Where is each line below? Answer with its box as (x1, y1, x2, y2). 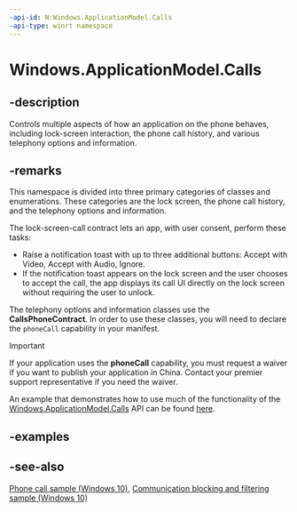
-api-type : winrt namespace (9, 21, 113, 30)
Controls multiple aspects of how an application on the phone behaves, (9, 118, 270, 129)
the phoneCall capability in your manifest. (9, 324, 160, 334)
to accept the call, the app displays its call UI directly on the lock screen (21, 277, 285, 289)
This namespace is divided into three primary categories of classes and (9, 187, 270, 197)
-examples (9, 428, 70, 444)
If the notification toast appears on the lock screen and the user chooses (21, 268, 288, 279)
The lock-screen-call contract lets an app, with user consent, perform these (9, 223, 286, 234)
